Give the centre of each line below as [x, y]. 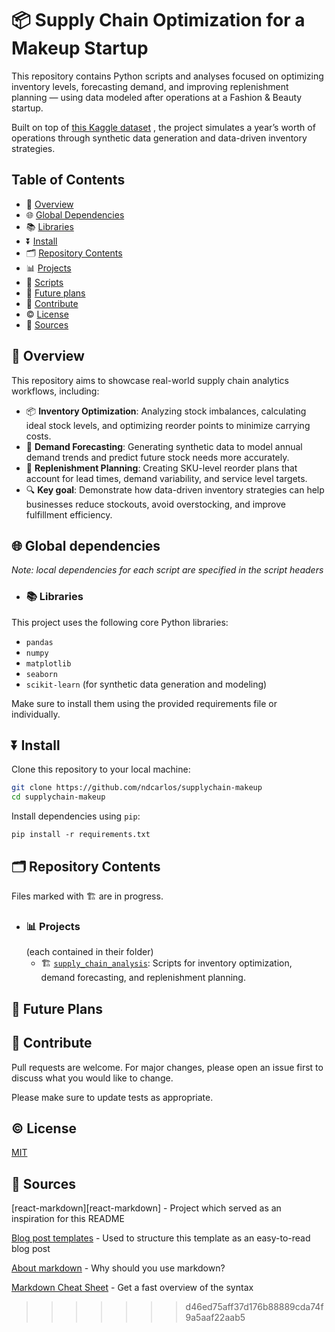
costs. [38, 436]
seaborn [41, 674]
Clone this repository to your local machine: [101, 769]
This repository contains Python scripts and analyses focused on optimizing [167, 76]
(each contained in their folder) [89, 952]
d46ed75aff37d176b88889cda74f [254, 1307]
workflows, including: [55, 391]
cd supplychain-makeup [58, 797]
